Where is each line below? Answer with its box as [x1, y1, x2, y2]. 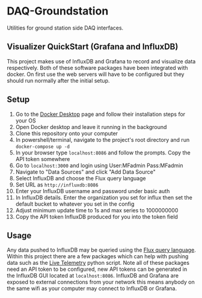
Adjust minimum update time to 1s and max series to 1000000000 [15, 206, 179, 214]
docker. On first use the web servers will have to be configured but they [7, 71, 185, 78]
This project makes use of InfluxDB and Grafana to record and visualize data [7, 57, 196, 65]
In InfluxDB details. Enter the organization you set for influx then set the [15, 194, 193, 201]
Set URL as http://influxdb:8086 [15, 181, 99, 188]
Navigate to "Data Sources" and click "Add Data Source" [15, 168, 156, 176]
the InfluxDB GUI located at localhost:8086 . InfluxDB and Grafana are [7, 272, 179, 279]
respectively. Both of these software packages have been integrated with [7, 64, 188, 71]
